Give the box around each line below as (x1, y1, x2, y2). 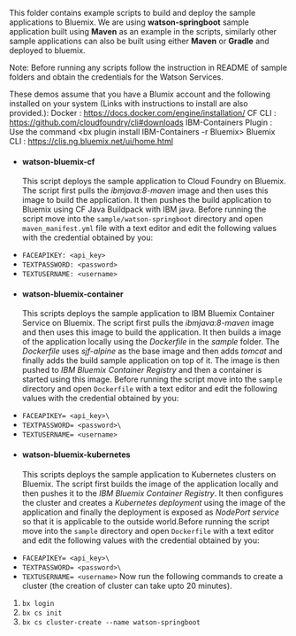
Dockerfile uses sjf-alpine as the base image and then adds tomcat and (21, 345, 283, 357)
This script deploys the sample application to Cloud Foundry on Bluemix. (21, 176, 287, 187)
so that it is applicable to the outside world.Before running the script (21, 516, 269, 526)
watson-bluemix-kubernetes (21, 449, 131, 460)
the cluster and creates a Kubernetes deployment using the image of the (21, 497, 286, 508)
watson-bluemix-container (21, 288, 124, 299)
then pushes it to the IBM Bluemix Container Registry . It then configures (21, 487, 284, 499)
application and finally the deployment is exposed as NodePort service (21, 507, 280, 517)
